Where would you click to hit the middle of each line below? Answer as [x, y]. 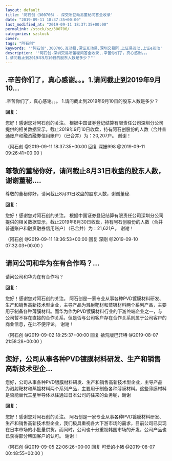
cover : [12, 39]
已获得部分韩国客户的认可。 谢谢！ [42, 436]
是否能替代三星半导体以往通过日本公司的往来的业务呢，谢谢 [68, 395]
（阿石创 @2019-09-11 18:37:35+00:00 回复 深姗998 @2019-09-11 [75, 147]
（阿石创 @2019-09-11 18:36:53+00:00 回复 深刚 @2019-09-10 [72, 239]
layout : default [23, 10]
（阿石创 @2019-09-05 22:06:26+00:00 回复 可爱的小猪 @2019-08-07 [80, 447]
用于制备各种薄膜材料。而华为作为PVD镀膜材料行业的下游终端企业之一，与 [84, 311]
